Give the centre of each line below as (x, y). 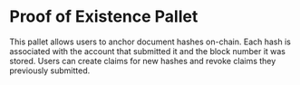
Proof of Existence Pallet (104, 17)
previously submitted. (50, 71)
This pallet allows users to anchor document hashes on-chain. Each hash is (150, 42)
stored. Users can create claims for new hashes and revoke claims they (143, 61)
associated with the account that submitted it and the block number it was (148, 51)
